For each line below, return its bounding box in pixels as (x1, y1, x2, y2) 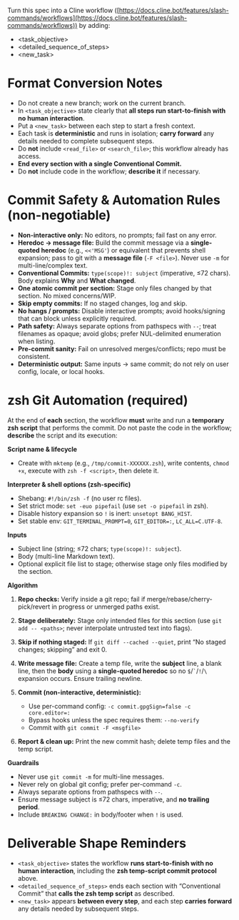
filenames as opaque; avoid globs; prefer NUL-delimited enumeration (17, 329, 221, 338)
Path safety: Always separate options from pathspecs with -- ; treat (17, 321, 217, 330)
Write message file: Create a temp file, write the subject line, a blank (17, 659, 223, 667)
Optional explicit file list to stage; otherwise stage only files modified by (17, 560, 228, 568)
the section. (17, 567, 53, 575)
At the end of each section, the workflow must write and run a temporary (7, 415, 225, 424)
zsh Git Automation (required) (7, 393, 188, 409)
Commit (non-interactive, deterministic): (17, 688, 141, 697)
